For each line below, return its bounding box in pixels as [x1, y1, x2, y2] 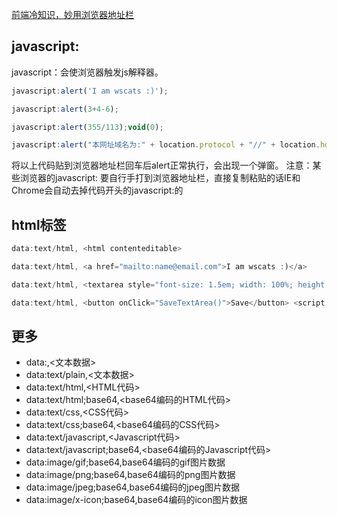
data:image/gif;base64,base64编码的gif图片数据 [25, 456, 226, 468]
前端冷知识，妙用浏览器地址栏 [11, 9, 134, 20]
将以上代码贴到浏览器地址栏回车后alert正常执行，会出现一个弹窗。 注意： [11, 159, 313, 172]
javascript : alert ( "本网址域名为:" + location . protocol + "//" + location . [11, 140, 321, 150]
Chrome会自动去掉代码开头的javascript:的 [11, 184, 184, 197]
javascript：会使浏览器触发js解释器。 [11, 66, 164, 78]
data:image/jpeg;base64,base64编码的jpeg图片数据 [25, 481, 240, 493]
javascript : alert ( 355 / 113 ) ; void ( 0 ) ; [11, 122, 164, 132]
